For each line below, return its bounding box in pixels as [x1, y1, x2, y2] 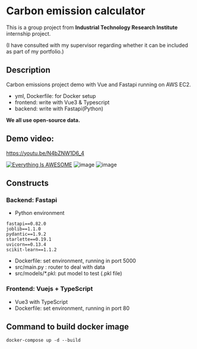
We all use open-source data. [6, 116, 81, 123]
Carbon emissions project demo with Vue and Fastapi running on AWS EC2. [6, 81, 191, 88]
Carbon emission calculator [6, 4, 145, 18]
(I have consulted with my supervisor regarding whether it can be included [6, 42, 189, 49]
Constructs [6, 178, 49, 188]
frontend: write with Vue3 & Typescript [14, 99, 110, 106]
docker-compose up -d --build [6, 337, 81, 344]
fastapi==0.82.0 [6, 221, 46, 227]
